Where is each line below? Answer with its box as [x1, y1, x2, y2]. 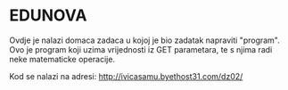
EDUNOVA [9, 5, 87, 26]
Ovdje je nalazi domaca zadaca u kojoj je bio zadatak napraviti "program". [9, 35, 281, 45]
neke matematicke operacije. [9, 53, 116, 64]
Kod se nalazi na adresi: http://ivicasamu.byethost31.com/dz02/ [9, 70, 243, 81]
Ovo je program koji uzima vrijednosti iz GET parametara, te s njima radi [9, 44, 273, 54]
